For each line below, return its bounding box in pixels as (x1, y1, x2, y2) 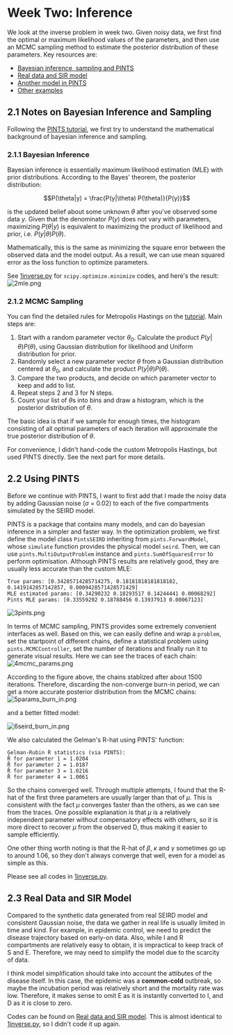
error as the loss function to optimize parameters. (7, 258, 150, 267)
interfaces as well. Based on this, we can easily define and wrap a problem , (7, 629, 221, 638)
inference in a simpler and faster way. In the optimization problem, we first (7, 527, 220, 536)
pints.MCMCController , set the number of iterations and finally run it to (7, 644, 208, 652)
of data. (7, 955, 30, 964)
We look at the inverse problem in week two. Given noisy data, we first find (7, 28, 222, 36)
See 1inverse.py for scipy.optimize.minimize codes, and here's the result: (7, 272, 219, 280)
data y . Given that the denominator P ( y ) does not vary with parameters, (7, 215, 211, 223)
